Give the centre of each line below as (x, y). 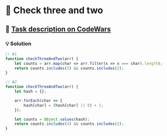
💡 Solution (18, 44)
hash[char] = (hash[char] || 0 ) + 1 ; (63, 105)
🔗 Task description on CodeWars (58, 29)
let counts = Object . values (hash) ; (52, 119)
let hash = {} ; (31, 91)
